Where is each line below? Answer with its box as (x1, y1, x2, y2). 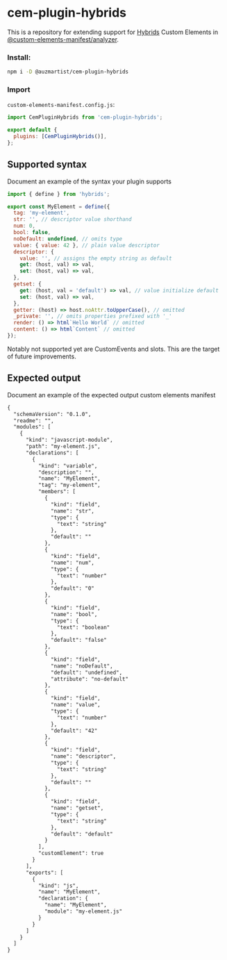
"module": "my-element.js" (44, 908, 123, 915)
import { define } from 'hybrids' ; (7, 190, 110, 197)
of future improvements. (7, 352, 76, 361)
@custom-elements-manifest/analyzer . (7, 35, 119, 43)
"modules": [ (13, 424, 51, 431)
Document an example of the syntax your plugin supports (7, 177, 172, 185)
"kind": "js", (37, 882, 79, 889)
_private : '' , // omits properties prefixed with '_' (13, 313, 172, 320)
